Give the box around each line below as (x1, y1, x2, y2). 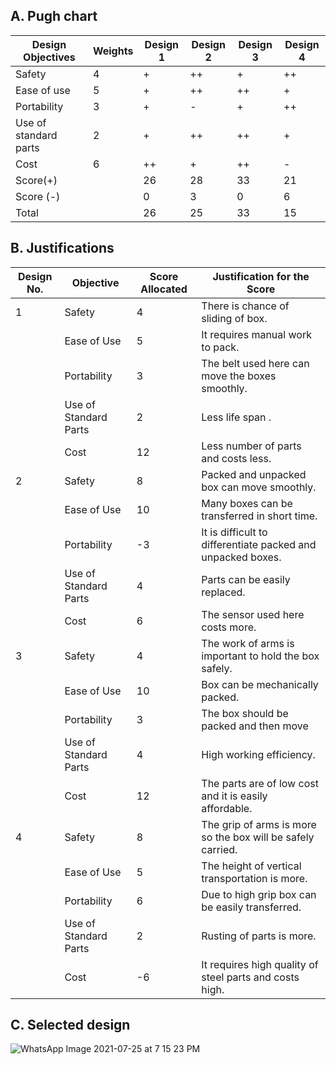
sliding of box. (201, 311, 268, 325)
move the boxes (201, 369, 277, 383)
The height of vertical (201, 859, 302, 873)
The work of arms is (201, 636, 295, 650)
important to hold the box (201, 649, 320, 663)
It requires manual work (201, 327, 312, 341)
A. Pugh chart (10, 8, 98, 25)
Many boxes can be (201, 496, 293, 510)
